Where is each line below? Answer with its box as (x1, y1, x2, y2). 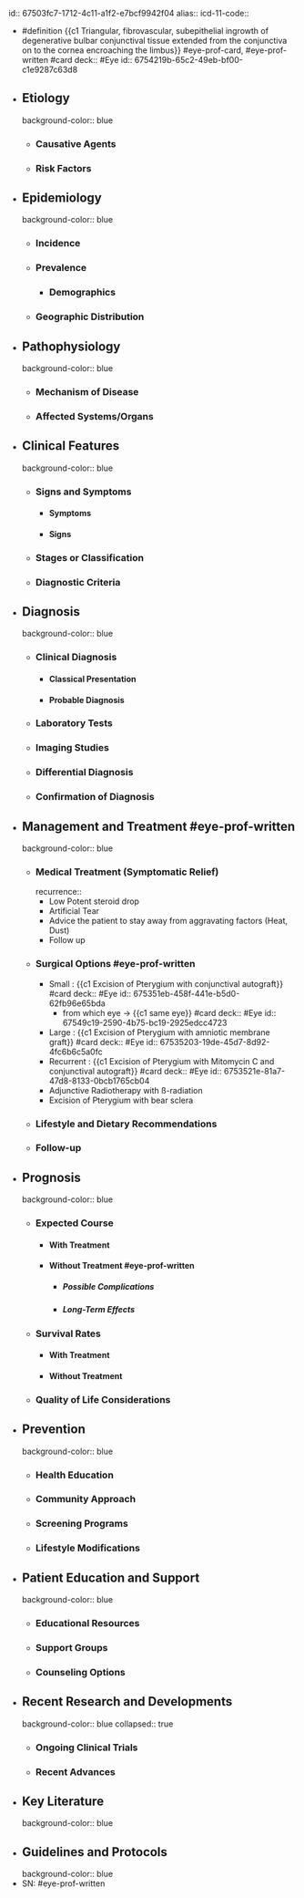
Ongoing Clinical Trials (35, 1741, 138, 1754)
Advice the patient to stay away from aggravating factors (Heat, (48, 916, 289, 927)
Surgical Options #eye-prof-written (35, 958, 196, 970)
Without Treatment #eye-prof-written (48, 1260, 195, 1271)
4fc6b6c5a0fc (48, 1046, 103, 1057)
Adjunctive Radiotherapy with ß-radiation (48, 1084, 203, 1095)
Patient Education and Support (21, 1570, 200, 1585)
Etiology (21, 90, 70, 106)
